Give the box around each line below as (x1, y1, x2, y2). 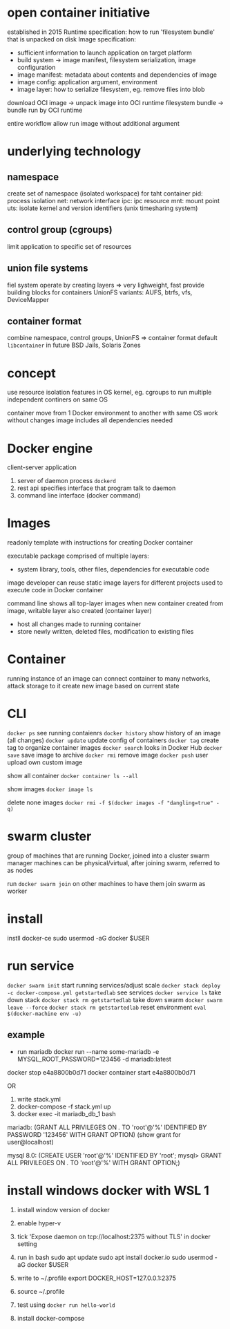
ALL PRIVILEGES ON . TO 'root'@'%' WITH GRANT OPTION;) (7, 1158, 181, 1167)
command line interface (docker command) (17, 491, 141, 500)
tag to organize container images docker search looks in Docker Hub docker (7, 744, 222, 752)
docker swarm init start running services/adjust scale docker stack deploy (7, 981, 221, 989)
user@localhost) (7, 1138, 54, 1146)
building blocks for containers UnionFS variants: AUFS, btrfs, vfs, (7, 288, 193, 296)
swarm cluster (7, 829, 92, 845)
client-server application (7, 463, 77, 471)
